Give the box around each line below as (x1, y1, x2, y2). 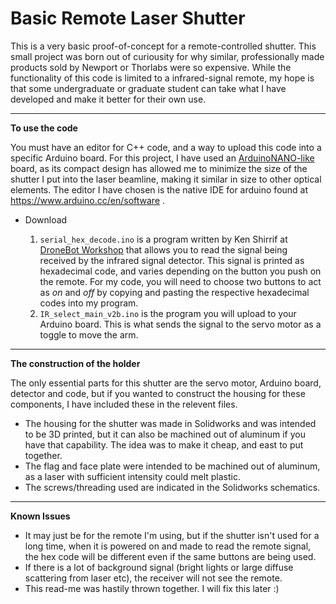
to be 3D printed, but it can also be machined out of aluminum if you (24, 428, 307, 440)
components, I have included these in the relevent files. (10, 398, 238, 410)
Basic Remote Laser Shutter (10, 7, 246, 30)
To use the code (10, 122, 78, 134)
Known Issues (10, 510, 71, 522)
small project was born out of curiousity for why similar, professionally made (10, 50, 325, 62)
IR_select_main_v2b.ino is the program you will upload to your (39, 307, 297, 319)
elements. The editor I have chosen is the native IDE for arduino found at (10, 183, 309, 196)
